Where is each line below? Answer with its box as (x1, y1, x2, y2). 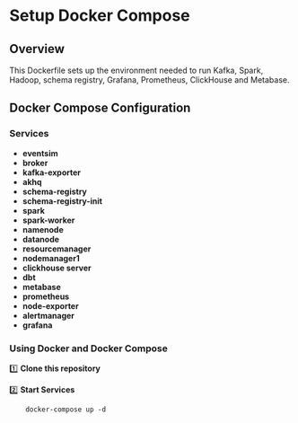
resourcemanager (22, 243, 92, 254)
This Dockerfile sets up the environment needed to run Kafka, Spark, (9, 65, 264, 75)
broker (22, 157, 48, 168)
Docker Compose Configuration (9, 101, 191, 116)
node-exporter (22, 300, 79, 311)
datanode (22, 234, 60, 244)
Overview (9, 41, 66, 57)
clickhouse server (22, 262, 92, 273)
